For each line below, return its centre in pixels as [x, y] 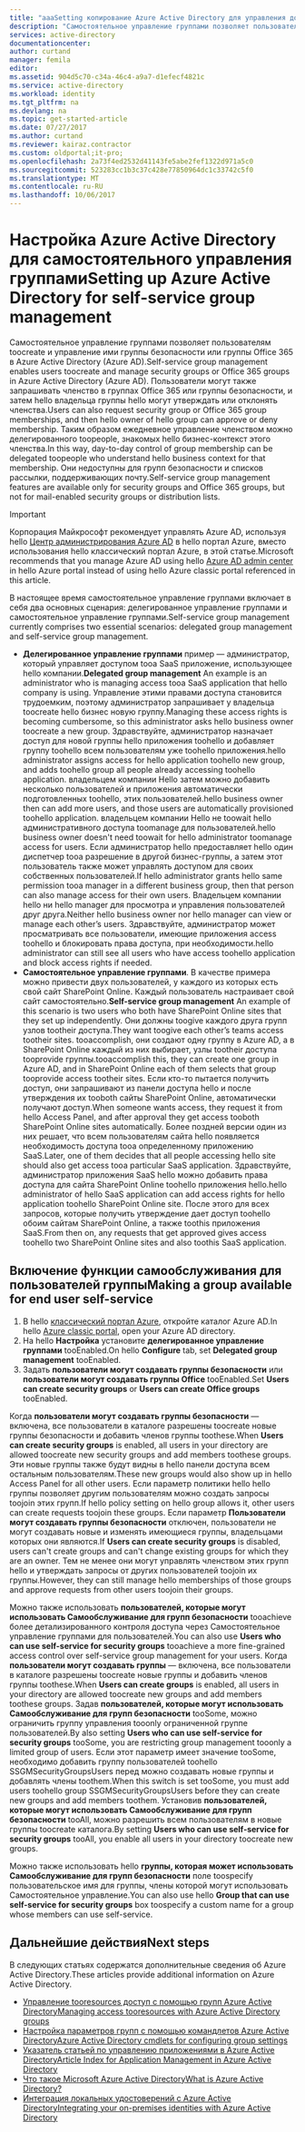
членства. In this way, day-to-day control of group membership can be [141, 448]
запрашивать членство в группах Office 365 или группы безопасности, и [151, 390]
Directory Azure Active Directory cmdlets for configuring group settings [155, 2040]
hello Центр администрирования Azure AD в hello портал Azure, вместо [148, 541]
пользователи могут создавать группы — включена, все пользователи [150, 1665]
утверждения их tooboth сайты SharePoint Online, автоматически [149, 1097]
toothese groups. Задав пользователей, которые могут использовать [147, 1703]
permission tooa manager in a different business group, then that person [158, 885]
